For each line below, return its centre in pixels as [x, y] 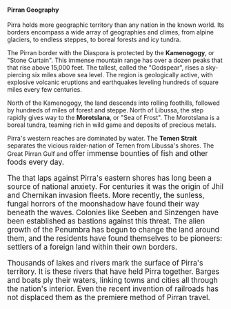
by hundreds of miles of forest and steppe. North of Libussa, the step [106, 110]
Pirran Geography [33, 10]
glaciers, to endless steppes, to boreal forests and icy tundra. [94, 40]
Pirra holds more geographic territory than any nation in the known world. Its [116, 25]
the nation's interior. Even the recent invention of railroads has [113, 288]
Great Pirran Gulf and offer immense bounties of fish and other [108, 154]
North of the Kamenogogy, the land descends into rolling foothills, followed [114, 103]
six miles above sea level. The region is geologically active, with [123, 75]
